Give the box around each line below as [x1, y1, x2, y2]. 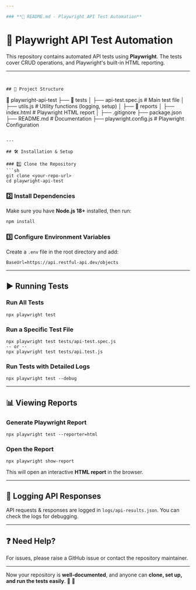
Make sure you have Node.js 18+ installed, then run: [6, 207, 132, 214]
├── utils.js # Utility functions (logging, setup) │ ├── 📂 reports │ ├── [6, 102, 175, 109]
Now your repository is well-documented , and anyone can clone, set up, [6, 571, 183, 578]
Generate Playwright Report [6, 418, 87, 426]
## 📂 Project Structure [6, 86, 64, 92]
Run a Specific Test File [6, 325, 74, 334]
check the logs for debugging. [6, 513, 79, 520]
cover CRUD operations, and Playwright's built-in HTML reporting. [6, 59, 165, 66]
